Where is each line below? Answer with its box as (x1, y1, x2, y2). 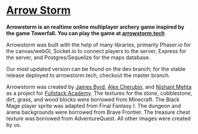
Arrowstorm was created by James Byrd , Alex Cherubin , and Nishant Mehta (6, 83, 192, 90)
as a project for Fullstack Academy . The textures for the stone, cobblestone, (6, 89, 193, 96)
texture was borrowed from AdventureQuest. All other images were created (6, 114, 191, 122)
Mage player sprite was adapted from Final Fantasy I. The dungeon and (6, 102, 181, 109)
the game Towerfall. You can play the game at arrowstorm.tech (6, 29, 165, 36)
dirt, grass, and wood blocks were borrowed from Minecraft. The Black (6, 96, 180, 103)
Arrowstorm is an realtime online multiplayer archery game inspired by (6, 23, 185, 30)
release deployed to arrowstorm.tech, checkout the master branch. (6, 71, 171, 79)
